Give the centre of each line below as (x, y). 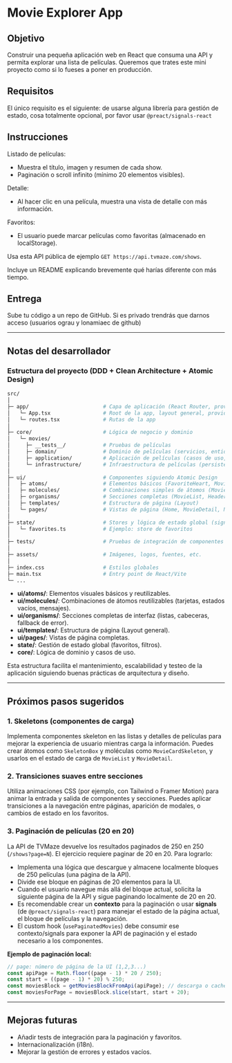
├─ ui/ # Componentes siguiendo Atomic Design (112, 478)
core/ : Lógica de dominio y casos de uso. (76, 653)
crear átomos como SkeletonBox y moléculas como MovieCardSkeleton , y (110, 751)
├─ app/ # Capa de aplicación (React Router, (109, 406)
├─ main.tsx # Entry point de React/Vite (97, 574)
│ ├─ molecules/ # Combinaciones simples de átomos (106, 490)
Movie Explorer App (65, 13)
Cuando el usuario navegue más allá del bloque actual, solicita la (109, 889)
